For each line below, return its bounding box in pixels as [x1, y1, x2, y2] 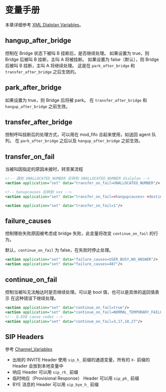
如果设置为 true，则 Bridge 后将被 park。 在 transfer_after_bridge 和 [5, 97, 147, 103]
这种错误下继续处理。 [14, 295, 58, 301]
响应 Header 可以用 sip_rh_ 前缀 [12, 369, 79, 375]
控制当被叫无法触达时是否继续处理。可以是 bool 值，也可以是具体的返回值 [5, 289, 155, 295]
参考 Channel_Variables [5, 347, 53, 352]
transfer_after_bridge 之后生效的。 [5, 69, 79, 75]
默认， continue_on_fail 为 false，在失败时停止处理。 [5, 247, 114, 253]
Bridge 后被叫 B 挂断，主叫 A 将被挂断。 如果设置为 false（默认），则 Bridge [5, 56, 159, 62]
